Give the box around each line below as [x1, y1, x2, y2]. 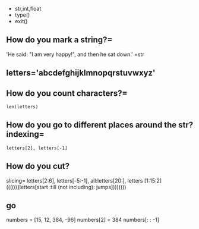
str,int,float [14, 5, 42, 12]
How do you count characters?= [6, 88, 128, 98]
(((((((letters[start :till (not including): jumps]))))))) [6, 183, 127, 190]
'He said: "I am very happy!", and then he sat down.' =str [6, 51, 144, 58]
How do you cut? [6, 161, 70, 171]
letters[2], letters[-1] [6, 145, 68, 151]
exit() [14, 18, 28, 24]
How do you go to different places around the [6, 120, 177, 130]
